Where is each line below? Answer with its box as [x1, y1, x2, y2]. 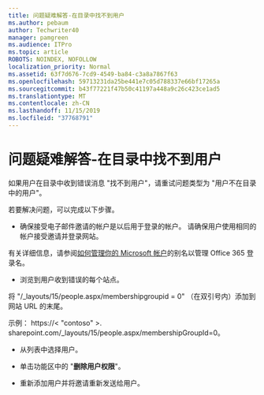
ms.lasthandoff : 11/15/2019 [8, 107, 101, 115]
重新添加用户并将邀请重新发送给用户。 [19, 378, 144, 387]
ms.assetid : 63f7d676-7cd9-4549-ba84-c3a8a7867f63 [8, 70, 178, 78]
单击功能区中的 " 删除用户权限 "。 [19, 361, 125, 371]
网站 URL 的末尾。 [8, 301, 68, 311]
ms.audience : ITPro [8, 41, 73, 49]
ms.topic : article [8, 48, 69, 56]
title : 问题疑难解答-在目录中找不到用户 [8, 11, 125, 20]
